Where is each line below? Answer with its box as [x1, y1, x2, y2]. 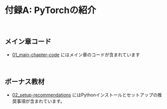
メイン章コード [5, 37, 51, 46]
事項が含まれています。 [16, 98, 65, 104]
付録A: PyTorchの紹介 [5, 5, 96, 16]
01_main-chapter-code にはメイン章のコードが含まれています [12, 51, 140, 58]
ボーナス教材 [5, 77, 45, 86]
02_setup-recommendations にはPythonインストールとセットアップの [12, 91, 158, 98]
